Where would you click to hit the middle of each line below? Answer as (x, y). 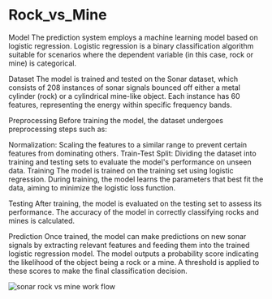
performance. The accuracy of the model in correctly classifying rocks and (134, 211)
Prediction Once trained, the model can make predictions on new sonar (127, 236)
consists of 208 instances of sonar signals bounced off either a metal (125, 88)
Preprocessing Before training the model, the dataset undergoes (116, 120)
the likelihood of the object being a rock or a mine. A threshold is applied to (134, 262)
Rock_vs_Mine (58, 15)
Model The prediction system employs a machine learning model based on (133, 37)
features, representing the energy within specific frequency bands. (121, 105)
